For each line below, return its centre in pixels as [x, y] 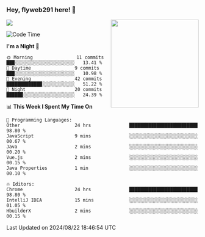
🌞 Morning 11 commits [55, 57]
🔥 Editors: [20, 184]
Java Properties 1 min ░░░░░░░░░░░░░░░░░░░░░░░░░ [102, 168]
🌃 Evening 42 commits [54, 79]
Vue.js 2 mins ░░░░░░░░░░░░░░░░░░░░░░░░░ [102, 158]
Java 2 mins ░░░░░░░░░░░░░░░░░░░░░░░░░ [102, 147]
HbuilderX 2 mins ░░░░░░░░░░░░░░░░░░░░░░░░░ [102, 211]
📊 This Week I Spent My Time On [49, 107]
